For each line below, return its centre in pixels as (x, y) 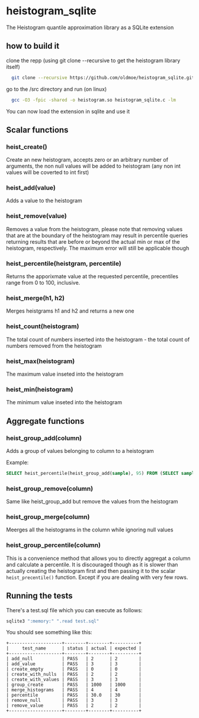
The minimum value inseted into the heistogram (64, 402)
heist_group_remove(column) (50, 489)
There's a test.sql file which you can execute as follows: (74, 610)
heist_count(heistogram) (43, 326)
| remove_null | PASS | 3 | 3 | (74, 700)
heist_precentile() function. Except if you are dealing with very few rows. (97, 577)
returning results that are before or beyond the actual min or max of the (93, 241)
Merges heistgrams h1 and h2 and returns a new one (70, 311)
